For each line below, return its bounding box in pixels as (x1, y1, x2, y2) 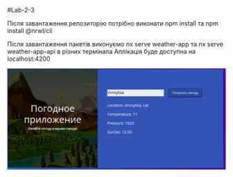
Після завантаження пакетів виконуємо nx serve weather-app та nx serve (7, 40, 224, 48)
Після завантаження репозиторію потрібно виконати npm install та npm (7, 19, 218, 27)
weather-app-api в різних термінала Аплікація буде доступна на (7, 48, 196, 55)
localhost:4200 (7, 55, 51, 63)
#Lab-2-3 (7, 6, 35, 14)
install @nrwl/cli (7, 27, 53, 35)
